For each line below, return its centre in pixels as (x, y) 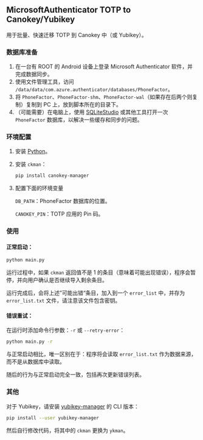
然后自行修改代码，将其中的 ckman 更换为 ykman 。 (67, 430)
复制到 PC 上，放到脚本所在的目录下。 (74, 105)
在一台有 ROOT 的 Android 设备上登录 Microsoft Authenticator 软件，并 (104, 67)
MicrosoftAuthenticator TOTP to (69, 10)
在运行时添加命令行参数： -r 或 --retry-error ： (66, 330)
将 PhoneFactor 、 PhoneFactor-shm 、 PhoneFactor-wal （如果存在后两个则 (104, 97)
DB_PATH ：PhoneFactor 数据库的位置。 (63, 201)
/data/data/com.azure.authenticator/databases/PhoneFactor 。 (94, 89)
